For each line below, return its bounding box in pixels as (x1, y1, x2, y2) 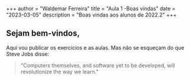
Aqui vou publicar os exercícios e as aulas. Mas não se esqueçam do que (6, 44, 185, 51)
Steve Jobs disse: (6, 50, 50, 57)
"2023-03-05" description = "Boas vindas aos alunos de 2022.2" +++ (6, 11, 177, 18)
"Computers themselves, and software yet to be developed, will (20, 61, 175, 69)
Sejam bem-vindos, (6, 28, 80, 38)
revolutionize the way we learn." (20, 68, 99, 75)
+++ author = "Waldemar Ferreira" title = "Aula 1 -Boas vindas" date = (6, 5, 176, 12)
